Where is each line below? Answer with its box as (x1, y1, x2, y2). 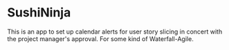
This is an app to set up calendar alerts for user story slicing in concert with (7, 27, 223, 36)
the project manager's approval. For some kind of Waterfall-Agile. (7, 34, 194, 42)
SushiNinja (7, 5, 71, 21)
